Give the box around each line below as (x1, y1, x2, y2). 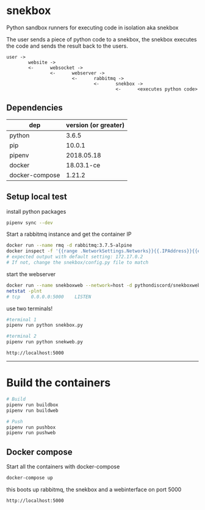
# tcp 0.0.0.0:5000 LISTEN (6, 294, 92, 300)
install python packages (6, 208, 67, 215)
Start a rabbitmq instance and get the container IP (6, 230, 132, 238)
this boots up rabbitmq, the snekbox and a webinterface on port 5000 (6, 486, 182, 493)
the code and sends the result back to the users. (6, 42, 128, 49)
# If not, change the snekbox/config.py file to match (6, 260, 149, 266)
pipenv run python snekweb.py (6, 339, 84, 345)
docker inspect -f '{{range (6, 248, 78, 254)
